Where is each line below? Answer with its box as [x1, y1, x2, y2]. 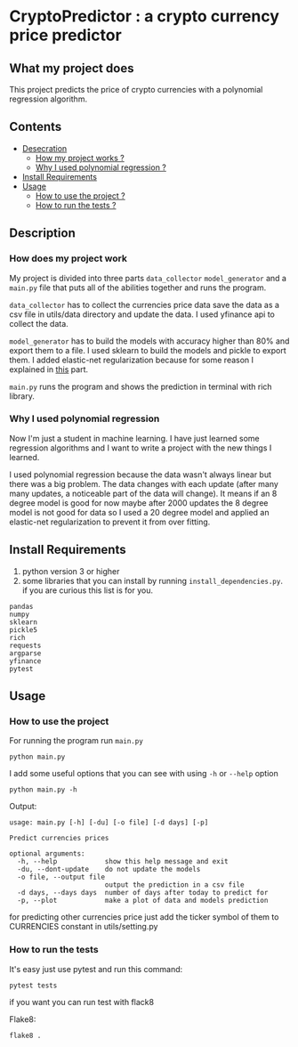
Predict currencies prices [9, 834, 109, 843]
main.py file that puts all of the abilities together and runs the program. [9, 282, 267, 293]
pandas [9, 602, 34, 611]
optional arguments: [9, 849, 86, 858]
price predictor [9, 25, 122, 45]
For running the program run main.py [9, 735, 144, 746]
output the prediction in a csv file [104, 881, 245, 889]
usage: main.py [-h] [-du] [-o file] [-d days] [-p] [9, 818, 209, 827]
